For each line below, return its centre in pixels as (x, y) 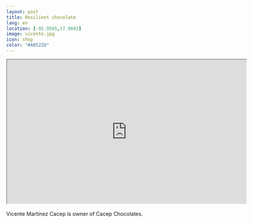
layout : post (22, 12)
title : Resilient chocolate (41, 17)
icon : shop (20, 39)
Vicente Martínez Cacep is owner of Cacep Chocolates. (75, 213)
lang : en (17, 23)
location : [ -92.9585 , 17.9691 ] (44, 28)
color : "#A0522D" (28, 45)
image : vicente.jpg (31, 34)
